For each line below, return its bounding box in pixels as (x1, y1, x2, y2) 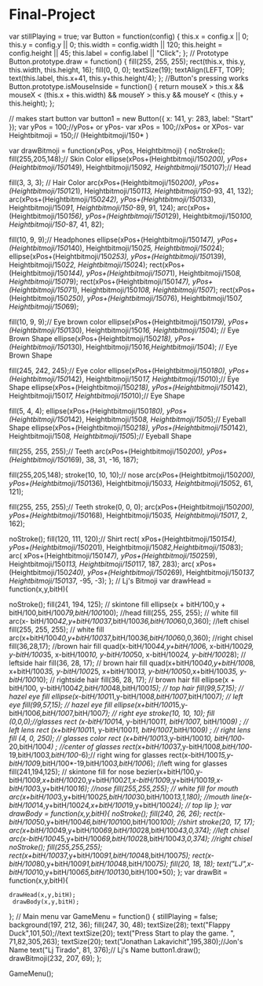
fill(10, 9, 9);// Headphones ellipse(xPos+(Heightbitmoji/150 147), (9, 235, 216, 244)
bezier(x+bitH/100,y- (136, 766, 203, 777)
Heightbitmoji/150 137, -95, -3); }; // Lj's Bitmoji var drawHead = (9, 576, 212, 585)
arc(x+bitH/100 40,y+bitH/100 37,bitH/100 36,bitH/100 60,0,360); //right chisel (9, 632, 254, 643)
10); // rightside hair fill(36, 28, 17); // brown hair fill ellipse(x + (35, 675, 236, 684)
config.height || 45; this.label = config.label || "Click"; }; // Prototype (9, 48, 229, 57)
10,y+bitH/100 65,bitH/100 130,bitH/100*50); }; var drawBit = (35, 867, 228, 877)
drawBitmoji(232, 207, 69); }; (9, 953, 102, 962)
